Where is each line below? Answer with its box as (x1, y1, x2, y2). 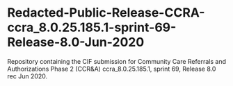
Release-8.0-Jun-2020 (7, 35, 145, 50)
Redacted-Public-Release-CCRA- (7, 5, 205, 21)
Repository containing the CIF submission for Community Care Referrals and (7, 57, 226, 65)
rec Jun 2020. (7, 71, 48, 80)
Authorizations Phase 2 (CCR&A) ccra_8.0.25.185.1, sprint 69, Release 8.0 (7, 64, 216, 73)
